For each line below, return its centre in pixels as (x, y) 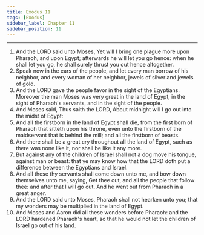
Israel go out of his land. (46, 225)
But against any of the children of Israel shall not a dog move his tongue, (106, 154)
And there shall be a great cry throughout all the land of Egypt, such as (104, 142)
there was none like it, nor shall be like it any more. (79, 148)
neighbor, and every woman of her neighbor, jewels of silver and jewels (104, 78)
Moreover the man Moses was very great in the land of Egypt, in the (100, 97)
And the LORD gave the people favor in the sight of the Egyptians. (98, 90)
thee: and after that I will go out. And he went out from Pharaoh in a (99, 187)
